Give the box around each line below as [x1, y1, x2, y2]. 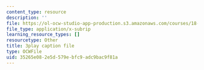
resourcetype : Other [6, 37, 59, 43]
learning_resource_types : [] [6, 32, 80, 38]
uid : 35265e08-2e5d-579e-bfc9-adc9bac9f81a [6, 54, 118, 60]
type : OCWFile [6, 49, 42, 55]
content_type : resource [6, 9, 67, 15]
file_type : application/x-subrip [6, 26, 91, 32]
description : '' [6, 15, 47, 21]
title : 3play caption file [6, 43, 75, 49]
